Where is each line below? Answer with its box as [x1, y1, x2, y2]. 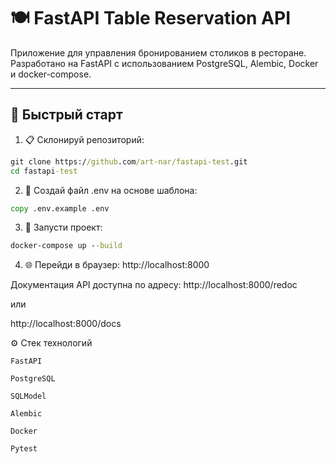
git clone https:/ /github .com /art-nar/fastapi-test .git [10, 156, 248, 167]
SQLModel [10, 391, 47, 402]
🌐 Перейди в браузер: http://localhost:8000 [24, 259, 210, 271]
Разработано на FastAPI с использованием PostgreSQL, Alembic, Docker [10, 57, 319, 69]
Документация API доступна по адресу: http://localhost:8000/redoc [10, 279, 298, 291]
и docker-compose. [10, 68, 92, 80]
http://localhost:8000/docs [10, 318, 122, 330]
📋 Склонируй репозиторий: [24, 133, 145, 145]
